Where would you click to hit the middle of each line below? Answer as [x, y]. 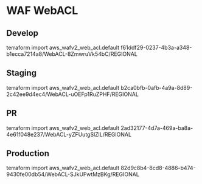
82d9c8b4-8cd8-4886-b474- [158, 168]
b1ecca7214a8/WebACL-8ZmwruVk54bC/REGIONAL [72, 54]
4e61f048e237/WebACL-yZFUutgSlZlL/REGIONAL [69, 134]
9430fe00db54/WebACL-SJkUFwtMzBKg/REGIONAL [73, 174]
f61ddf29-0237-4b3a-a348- [156, 47]
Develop [22, 33]
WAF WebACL [42, 11]
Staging [22, 73]
